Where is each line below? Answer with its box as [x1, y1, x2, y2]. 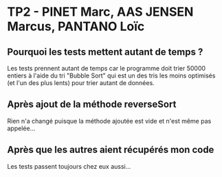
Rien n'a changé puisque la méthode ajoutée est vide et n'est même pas [7, 117, 212, 125]
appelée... [7, 124, 36, 132]
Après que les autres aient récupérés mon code [7, 144, 214, 156]
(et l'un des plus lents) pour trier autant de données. [7, 79, 155, 86]
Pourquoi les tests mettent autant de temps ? [7, 46, 203, 58]
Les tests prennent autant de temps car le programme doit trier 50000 [7, 64, 206, 72]
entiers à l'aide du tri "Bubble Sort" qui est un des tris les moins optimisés [7, 71, 216, 80]
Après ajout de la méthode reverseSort [7, 99, 177, 110]
